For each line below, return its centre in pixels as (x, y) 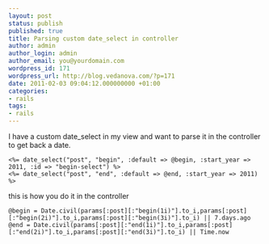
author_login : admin (43, 53)
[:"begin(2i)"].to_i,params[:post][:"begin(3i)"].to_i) (104, 218)
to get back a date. (40, 145)
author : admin (32, 46)
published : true (36, 31)
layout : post (30, 16)
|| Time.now (209, 232)
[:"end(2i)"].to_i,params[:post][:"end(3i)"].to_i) (97, 232)
